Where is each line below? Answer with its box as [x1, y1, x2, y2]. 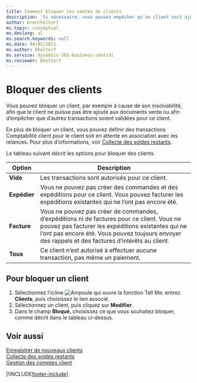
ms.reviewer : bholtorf [6, 57, 62, 63]
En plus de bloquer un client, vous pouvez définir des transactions [6, 126, 166, 133]
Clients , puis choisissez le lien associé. [14, 296, 110, 303]
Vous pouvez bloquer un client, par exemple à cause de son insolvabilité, [6, 102, 182, 109]
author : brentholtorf [6, 19, 59, 25]
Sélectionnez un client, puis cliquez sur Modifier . [14, 301, 134, 309]
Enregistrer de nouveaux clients [6, 347, 83, 354]
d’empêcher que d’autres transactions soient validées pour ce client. [6, 115, 172, 122]
